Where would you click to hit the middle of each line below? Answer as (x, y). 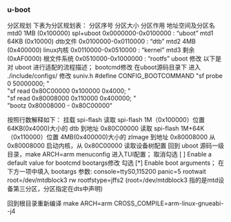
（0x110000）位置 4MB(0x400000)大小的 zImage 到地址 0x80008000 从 (111, 137)
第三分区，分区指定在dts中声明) (58, 189)
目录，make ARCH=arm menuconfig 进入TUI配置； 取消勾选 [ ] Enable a (110, 154)
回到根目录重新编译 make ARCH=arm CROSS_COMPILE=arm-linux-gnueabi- (115, 203)
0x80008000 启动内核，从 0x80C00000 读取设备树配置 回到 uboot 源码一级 (115, 145)
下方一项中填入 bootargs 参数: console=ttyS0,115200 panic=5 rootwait (107, 172)
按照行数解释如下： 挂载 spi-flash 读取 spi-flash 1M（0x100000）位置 (106, 120)
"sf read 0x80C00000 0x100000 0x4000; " (69, 91)
